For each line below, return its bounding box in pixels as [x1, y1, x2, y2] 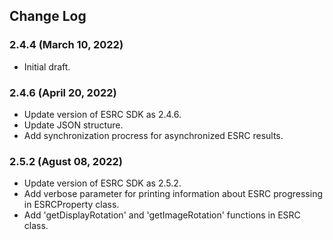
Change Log [9, 8, 87, 25]
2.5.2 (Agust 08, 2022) [9, 154, 123, 168]
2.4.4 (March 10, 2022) [9, 38, 124, 52]
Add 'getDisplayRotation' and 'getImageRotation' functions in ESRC [23, 209, 301, 221]
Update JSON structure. [23, 119, 124, 131]
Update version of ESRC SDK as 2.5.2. [23, 177, 182, 189]
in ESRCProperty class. [23, 199, 120, 211]
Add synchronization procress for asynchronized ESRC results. [23, 129, 284, 141]
